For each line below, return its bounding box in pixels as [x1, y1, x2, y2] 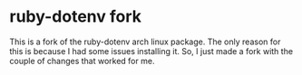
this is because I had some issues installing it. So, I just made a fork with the [9, 45, 293, 56]
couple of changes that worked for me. [9, 55, 155, 66]
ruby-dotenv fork [9, 6, 142, 27]
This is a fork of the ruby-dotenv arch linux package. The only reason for [9, 36, 281, 47]
